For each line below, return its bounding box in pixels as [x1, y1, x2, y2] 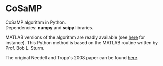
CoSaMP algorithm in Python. [5, 19, 66, 25]
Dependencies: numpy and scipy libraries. [5, 24, 94, 30]
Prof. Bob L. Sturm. [5, 45, 45, 51]
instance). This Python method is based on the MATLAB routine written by [5, 39, 158, 45]
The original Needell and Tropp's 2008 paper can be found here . [5, 54, 139, 60]
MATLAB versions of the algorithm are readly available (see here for [5, 34, 145, 40]
